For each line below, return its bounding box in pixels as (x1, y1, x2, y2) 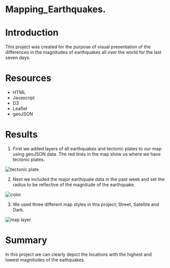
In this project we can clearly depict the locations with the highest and (5, 251, 152, 257)
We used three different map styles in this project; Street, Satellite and (12, 201, 159, 207)
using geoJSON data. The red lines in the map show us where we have (12, 151, 161, 157)
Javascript (12, 95, 35, 101)
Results (5, 129, 38, 141)
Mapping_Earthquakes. (5, 4, 106, 15)
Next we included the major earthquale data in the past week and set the (12, 176, 165, 182)
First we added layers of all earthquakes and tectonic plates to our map (12, 146, 161, 151)
